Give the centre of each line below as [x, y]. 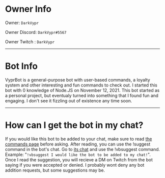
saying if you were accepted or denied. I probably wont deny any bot [75, 165]
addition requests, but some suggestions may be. [55, 170]
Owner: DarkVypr [22, 23]
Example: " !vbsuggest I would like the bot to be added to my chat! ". [78, 154]
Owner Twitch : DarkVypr [30, 42]
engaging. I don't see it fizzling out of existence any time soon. [69, 101]
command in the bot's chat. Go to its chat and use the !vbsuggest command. [82, 149]
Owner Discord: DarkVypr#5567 [36, 32]
